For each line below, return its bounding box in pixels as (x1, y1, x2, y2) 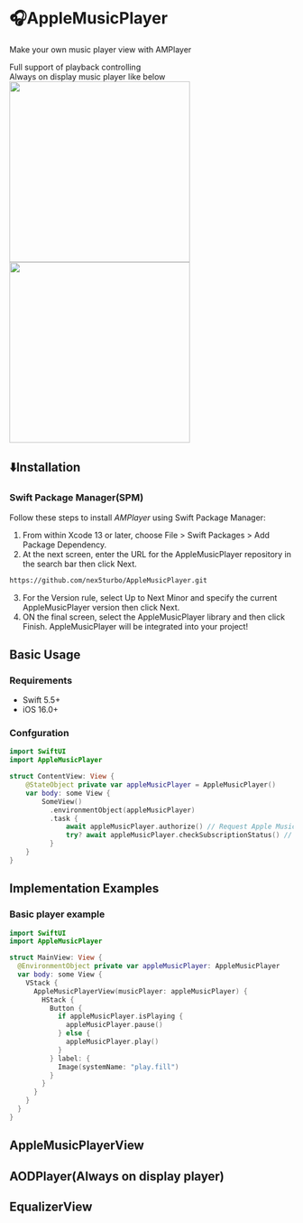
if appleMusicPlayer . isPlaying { (57, 1012, 183, 1022)
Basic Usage (9, 647, 81, 662)
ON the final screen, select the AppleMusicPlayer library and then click (22, 611, 286, 622)
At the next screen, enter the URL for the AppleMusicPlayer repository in (22, 548, 291, 559)
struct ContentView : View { (9, 772, 115, 781)
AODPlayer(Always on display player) (9, 1168, 225, 1184)
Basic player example (9, 908, 106, 920)
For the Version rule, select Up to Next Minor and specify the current (22, 592, 278, 602)
